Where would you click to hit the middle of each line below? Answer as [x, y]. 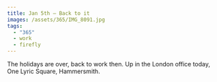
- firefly [27, 45]
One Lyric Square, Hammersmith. [54, 71]
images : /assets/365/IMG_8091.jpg [56, 20]
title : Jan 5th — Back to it [48, 13]
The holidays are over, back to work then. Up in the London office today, [108, 64]
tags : [15, 26]
